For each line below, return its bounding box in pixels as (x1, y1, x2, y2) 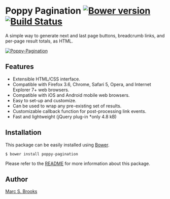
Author (5, 175, 28, 183)
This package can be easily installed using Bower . (5, 142, 110, 148)
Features (5, 62, 34, 71)
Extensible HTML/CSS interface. (12, 76, 80, 82)
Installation (5, 128, 42, 137)
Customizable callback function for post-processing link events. (12, 108, 147, 114)
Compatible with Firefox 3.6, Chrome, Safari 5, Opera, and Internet (12, 81, 151, 87)
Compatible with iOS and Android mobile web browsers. (12, 92, 130, 98)
